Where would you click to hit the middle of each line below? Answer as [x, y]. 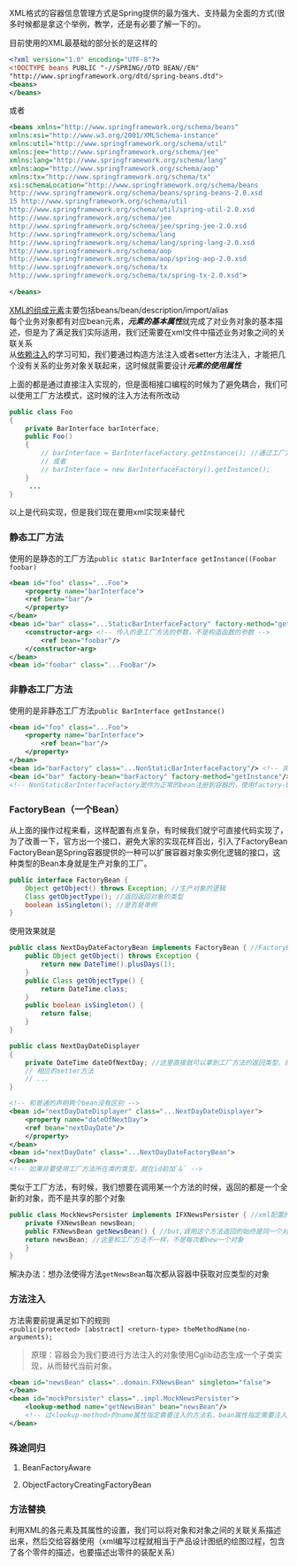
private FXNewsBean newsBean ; [81, 1223]
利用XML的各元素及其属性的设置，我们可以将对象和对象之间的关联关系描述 [145, 1531]
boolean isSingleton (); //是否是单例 [91, 905]
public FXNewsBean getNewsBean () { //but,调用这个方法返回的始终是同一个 [154, 1231]
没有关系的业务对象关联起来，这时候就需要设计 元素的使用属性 [129, 365]
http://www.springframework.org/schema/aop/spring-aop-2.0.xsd [128, 259]
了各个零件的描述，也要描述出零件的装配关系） [94, 1553]
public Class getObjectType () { [84, 981]
